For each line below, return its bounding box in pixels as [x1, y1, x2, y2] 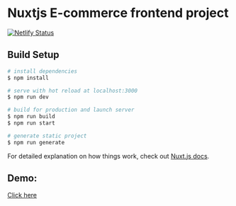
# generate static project [7, 132, 87, 139]
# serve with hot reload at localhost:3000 [7, 87, 138, 94]
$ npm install [7, 74, 50, 81]
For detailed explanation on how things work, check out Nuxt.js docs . [7, 151, 210, 160]
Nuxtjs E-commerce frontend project [7, 5, 229, 21]
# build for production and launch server [7, 106, 135, 114]
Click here [7, 191, 38, 200]
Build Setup [7, 49, 60, 61]
